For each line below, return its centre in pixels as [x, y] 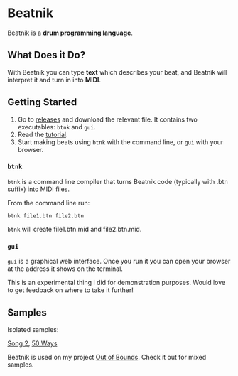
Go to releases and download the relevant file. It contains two [107, 119]
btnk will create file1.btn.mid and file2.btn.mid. [75, 229]
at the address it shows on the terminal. [65, 269]
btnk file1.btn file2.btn [45, 216]
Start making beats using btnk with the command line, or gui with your [120, 142]
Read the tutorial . [43, 134]
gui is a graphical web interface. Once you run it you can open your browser [119, 262]
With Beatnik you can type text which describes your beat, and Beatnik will [117, 72]
